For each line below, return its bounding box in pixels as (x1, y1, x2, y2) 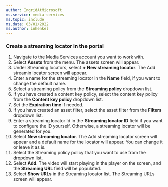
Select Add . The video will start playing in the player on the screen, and (13, 160, 161, 166)
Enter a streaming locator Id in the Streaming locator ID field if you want (13, 118, 163, 124)
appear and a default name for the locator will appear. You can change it (13, 139, 163, 145)
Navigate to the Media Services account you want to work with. (13, 54, 145, 60)
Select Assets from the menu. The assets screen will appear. (13, 59, 140, 65)
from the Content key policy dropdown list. (13, 96, 103, 103)
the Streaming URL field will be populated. (13, 166, 101, 172)
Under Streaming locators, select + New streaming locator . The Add (13, 65, 156, 71)
